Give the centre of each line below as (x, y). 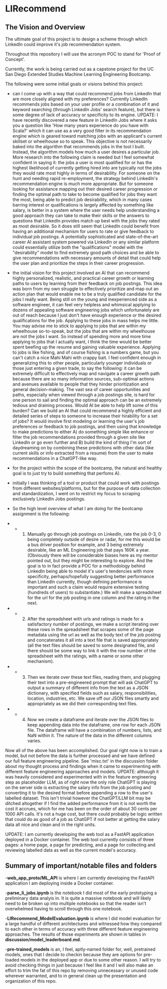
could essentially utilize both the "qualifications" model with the (78, 247)
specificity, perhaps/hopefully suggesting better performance (91, 576)
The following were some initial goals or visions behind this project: (74, 84)
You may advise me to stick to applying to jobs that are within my (79, 326)
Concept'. (15, 59)
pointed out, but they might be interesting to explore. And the (90, 561)
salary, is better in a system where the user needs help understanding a (86, 210)
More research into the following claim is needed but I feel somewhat (83, 157)
